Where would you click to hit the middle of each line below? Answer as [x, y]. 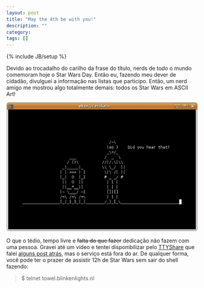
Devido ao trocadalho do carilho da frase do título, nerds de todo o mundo [99, 68]
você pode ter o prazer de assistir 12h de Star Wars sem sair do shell [92, 260]
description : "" [27, 26]
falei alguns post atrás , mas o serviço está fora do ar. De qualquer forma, [98, 254]
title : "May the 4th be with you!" [51, 19]
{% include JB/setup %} [36, 57]
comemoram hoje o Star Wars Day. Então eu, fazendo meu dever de [91, 75]
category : [19, 32]
